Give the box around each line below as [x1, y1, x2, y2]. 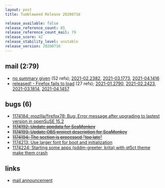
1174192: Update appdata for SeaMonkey [12, 124, 95, 130]
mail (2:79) [5, 62, 40, 71]
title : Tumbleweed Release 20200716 [5, 12, 81, 17]
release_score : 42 [5, 35, 43, 40]
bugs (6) [5, 100, 32, 108]
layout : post [5, 7, 32, 12]
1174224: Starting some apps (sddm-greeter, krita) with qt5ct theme [12, 144, 151, 151]
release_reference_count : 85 [5, 25, 65, 30]
